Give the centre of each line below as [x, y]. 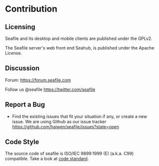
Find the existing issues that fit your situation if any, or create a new [79, 116]
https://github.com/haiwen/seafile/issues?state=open [65, 127]
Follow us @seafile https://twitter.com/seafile [50, 89]
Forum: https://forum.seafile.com [38, 80]
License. [14, 53]
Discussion [22, 68]
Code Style [22, 142]
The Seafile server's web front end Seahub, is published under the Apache [80, 48]
